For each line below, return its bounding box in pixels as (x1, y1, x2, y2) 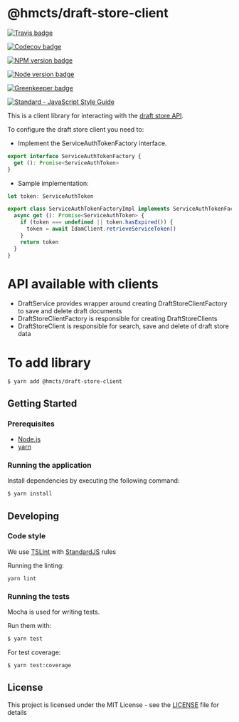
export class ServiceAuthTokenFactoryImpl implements (7, 205, 171, 213)
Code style (7, 531, 46, 541)
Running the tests (7, 591, 70, 601)
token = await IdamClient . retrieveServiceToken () (26, 226, 176, 233)
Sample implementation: (17, 179, 89, 187)
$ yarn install (7, 490, 53, 498)
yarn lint (7, 575, 37, 582)
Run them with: (7, 622, 52, 630)
